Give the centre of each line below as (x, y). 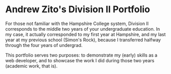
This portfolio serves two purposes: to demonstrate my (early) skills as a (81, 55)
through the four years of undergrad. (44, 45)
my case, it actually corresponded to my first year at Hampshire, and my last (86, 34)
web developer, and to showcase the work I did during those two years (80, 60)
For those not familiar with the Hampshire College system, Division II (77, 23)
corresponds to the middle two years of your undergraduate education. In (83, 29)
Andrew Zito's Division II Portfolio (78, 9)
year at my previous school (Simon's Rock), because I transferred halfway (83, 40)
